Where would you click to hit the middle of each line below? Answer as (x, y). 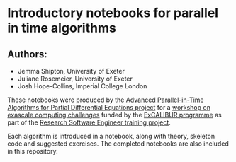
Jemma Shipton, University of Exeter (71, 71)
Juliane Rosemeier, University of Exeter (75, 79)
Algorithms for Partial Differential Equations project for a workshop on (109, 107)
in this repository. (33, 151)
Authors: (27, 54)
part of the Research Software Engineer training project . (89, 122)
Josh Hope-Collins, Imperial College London (82, 86)
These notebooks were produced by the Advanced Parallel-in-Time (106, 100)
